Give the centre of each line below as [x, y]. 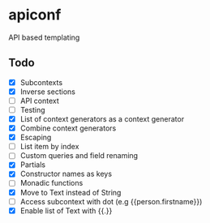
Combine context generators [68, 128]
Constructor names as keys [66, 174]
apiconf [35, 15]
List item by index [49, 147]
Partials [33, 165]
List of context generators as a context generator [102, 119]
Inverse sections [47, 92]
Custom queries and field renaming [79, 156]
